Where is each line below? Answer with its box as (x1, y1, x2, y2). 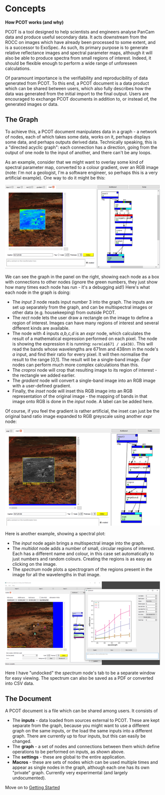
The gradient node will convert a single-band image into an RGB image (12, 378, 156, 383)
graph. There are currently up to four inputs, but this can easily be (12, 733, 146, 739)
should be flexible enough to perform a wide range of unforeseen (5, 60, 137, 66)
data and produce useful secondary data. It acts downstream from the (5, 34, 147, 40)
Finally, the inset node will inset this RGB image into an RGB (12, 388, 133, 394)
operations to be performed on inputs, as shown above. (12, 749, 125, 755)
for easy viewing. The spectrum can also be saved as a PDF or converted (5, 675, 154, 681)
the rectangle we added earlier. (12, 372, 76, 378)
